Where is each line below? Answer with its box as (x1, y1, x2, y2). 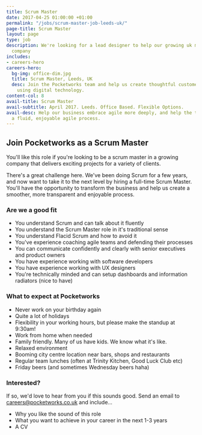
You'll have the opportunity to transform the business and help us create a (6, 184, 191, 192)
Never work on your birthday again (14, 305, 102, 313)
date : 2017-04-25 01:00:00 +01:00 (6, 14, 93, 20)
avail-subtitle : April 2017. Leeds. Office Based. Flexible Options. (6, 104, 185, 110)
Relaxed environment (14, 344, 68, 351)
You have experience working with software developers (14, 258, 153, 265)
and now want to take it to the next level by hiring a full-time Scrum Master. (6, 178, 192, 186)
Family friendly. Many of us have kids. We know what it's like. (14, 338, 167, 345)
